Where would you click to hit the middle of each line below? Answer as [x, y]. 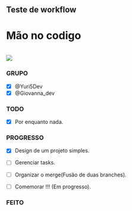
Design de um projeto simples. [52, 151]
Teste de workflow [41, 10]
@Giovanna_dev [35, 93]
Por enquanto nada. [39, 122]
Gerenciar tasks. [35, 163]
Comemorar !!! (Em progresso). [53, 187]
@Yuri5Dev [29, 86]
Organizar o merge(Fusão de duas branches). [70, 175]
